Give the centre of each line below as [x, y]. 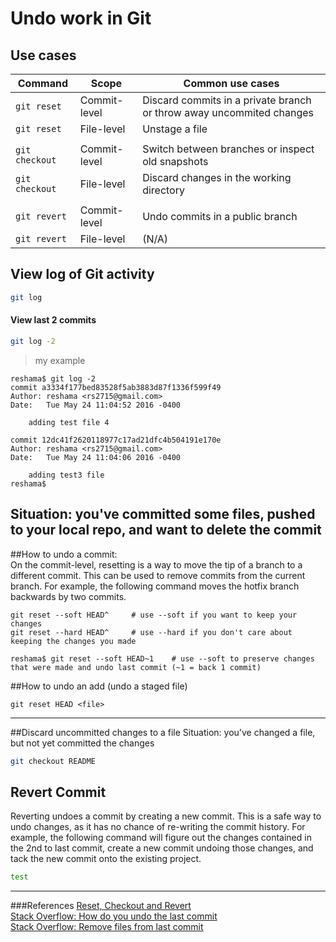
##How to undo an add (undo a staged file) [99, 686]
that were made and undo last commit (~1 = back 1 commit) [136, 667]
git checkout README [53, 761]
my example [60, 360]
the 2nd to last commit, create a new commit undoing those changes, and [162, 848]
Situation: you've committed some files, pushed [163, 514]
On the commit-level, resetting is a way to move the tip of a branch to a [156, 564]
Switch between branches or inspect [228, 149]
